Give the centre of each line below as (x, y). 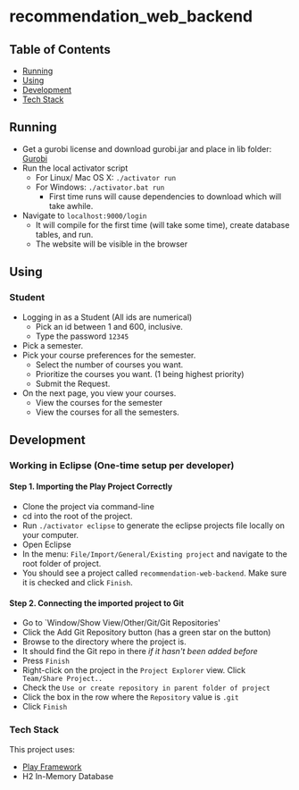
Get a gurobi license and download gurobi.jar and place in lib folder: (147, 148)
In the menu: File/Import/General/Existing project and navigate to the (154, 554)
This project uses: (42, 749)
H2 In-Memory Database (68, 776)
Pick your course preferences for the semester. (109, 355)
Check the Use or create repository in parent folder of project (146, 688)
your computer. (50, 535)
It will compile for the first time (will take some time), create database (162, 224)
